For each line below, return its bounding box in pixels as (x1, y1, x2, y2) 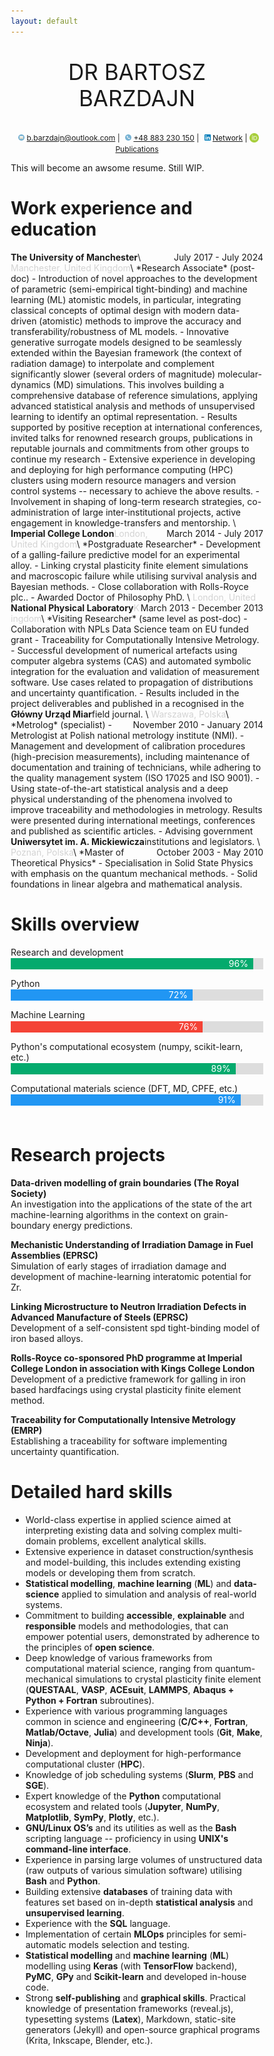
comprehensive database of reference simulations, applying (10, 389, 258, 401)
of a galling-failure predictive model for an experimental (10, 548, 241, 560)
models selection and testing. (68, 1938, 191, 1950)
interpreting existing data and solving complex (25, 1524, 217, 1536)
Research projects (10, 1144, 166, 1167)
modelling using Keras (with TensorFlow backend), (25, 1960, 238, 1972)
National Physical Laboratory (10, 601, 134, 614)
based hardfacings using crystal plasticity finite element (10, 1383, 242, 1395)
